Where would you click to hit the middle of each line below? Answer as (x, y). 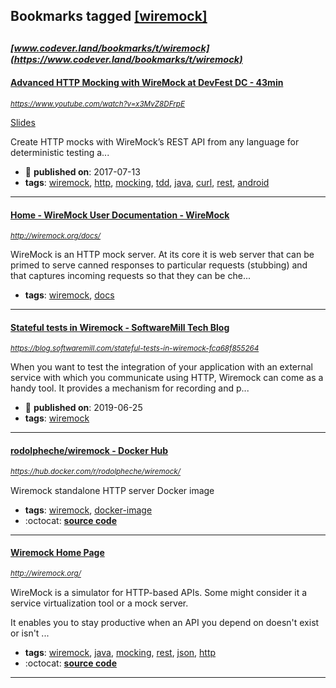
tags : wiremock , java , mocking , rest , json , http (120, 652)
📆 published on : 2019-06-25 (83, 408)
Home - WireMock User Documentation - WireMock (120, 215)
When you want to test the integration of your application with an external (162, 367)
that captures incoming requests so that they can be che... (130, 276)
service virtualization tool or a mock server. (99, 603)
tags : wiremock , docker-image (88, 510)
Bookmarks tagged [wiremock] (109, 16)
